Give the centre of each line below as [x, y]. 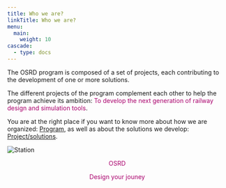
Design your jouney [117, 177]
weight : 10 [36, 40]
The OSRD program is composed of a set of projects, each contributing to [113, 72]
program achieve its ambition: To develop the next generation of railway [111, 100]
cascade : [20, 46]
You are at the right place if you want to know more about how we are [107, 121]
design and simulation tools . [48, 108]
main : [22, 33]
